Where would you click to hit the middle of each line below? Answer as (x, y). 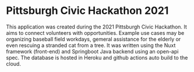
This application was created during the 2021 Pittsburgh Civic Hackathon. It (97, 27)
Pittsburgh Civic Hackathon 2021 (87, 11)
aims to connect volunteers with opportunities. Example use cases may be (95, 33)
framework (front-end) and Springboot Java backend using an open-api (92, 51)
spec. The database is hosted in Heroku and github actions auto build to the (97, 57)
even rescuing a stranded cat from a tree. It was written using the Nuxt (91, 45)
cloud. (14, 64)
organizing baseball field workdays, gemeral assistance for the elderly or (94, 39)
